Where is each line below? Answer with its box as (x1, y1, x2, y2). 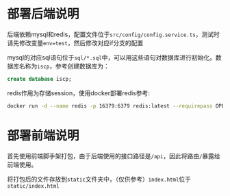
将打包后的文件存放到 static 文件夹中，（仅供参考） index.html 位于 (7, 175, 192, 183)
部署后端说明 (7, 6, 80, 22)
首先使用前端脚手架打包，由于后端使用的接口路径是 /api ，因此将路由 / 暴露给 (7, 151, 220, 160)
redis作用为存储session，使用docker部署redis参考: (7, 88, 151, 97)
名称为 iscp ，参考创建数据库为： (18, 62, 110, 70)
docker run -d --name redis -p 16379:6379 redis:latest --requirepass (7, 102, 213, 110)
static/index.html (7, 182, 60, 189)
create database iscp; (7, 75, 72, 82)
